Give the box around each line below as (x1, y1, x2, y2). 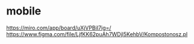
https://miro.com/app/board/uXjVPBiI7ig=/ (6, 24, 111, 31)
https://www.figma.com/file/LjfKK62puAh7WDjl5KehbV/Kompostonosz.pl (6, 30, 188, 37)
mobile (6, 4, 42, 18)
